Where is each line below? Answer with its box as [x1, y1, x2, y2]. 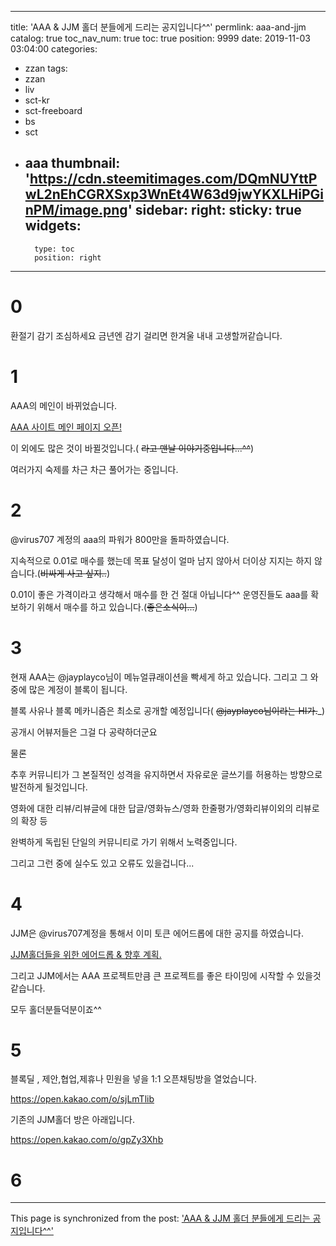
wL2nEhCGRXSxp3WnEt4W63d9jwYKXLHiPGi [24, 186, 325, 203]
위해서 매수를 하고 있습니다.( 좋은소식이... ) [36, 601, 198, 613]
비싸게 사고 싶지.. [39, 567, 107, 579]
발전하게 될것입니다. [10, 781, 88, 793]
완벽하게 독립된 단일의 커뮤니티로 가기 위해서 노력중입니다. [10, 836, 238, 848]
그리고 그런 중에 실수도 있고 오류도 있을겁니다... [10, 857, 195, 869]
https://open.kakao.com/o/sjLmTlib [10, 1093, 155, 1105]
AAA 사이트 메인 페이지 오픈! [10, 421, 122, 433]
